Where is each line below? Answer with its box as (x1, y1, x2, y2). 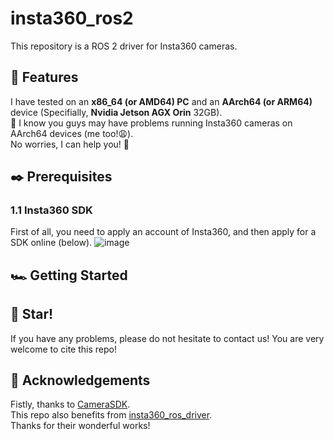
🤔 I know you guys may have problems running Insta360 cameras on (10, 117, 293, 129)
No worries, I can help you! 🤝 (10, 138, 130, 150)
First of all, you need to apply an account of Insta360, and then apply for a (10, 226, 317, 238)
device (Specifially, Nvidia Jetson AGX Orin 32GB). (10, 106, 223, 118)
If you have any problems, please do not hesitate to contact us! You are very (10, 332, 325, 344)
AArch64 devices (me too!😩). (10, 127, 134, 139)
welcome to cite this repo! (10, 343, 117, 355)
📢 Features (10, 69, 79, 86)
